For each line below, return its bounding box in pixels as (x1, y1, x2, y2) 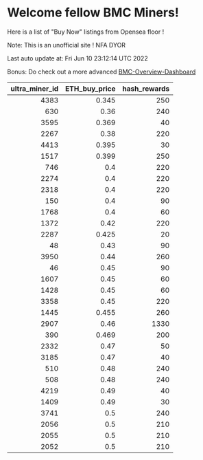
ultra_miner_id (10, 84, 59, 94)
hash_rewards (122, 84, 170, 94)
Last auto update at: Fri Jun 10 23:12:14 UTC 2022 (7, 54, 149, 63)
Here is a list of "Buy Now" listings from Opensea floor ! (7, 28, 165, 36)
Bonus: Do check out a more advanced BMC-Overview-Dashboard (7, 67, 196, 76)
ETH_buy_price (64, 84, 116, 94)
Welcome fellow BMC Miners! (7, 5, 180, 21)
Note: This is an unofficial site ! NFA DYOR (7, 41, 126, 49)
